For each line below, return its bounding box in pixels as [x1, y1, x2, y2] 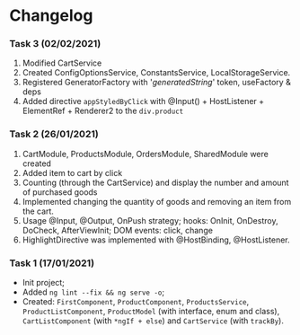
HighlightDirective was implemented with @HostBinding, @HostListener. [22, 234, 290, 245]
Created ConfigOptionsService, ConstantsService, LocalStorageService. [22, 67, 291, 78]
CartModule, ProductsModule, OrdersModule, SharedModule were [22, 148, 269, 159]
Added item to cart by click [22, 167, 123, 178]
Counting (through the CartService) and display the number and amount [22, 177, 289, 188]
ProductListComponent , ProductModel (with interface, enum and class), [22, 306, 280, 317]
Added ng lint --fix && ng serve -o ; [22, 287, 164, 297]
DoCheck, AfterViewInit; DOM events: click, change [22, 225, 214, 235]
